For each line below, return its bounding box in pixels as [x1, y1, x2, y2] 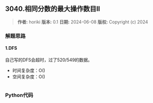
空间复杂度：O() [12, 74, 46, 80]
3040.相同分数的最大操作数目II [5, 4, 100, 13]
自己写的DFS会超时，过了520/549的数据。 [5, 57, 93, 63]
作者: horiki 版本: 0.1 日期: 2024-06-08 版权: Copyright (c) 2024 [17, 19, 148, 25]
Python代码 [5, 92, 33, 99]
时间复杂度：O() [12, 67, 46, 73]
